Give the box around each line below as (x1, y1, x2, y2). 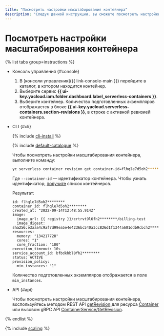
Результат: (12, 190, 35, 196)
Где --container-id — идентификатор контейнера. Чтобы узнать (12, 176, 147, 181)
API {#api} (12, 287, 33, 293)
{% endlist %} (5, 316, 33, 322)
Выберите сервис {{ (19, 88, 62, 94)
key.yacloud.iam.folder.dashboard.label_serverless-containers (19, 94, 151, 99)
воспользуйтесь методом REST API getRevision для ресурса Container (12, 301, 159, 307)
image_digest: (17, 221, 45, 226)
